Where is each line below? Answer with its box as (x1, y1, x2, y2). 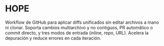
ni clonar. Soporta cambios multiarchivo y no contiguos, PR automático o (5, 24, 153, 30)
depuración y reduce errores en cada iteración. (5, 35, 101, 41)
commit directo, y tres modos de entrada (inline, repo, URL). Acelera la (5, 30, 149, 36)
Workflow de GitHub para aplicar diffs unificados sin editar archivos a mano (5, 19, 159, 25)
